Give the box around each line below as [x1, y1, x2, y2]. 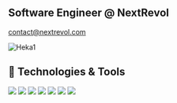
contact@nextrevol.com [8, 27, 86, 36]
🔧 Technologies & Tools [8, 65, 126, 79]
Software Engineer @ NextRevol [8, 6, 170, 20]
